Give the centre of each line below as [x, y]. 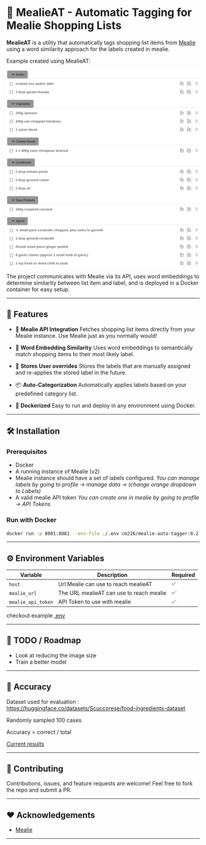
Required [183, 575]
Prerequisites [27, 451]
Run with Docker [32, 520]
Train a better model [41, 662]
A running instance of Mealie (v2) [57, 472]
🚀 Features [27, 314]
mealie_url [23, 593]
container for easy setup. [38, 289]
